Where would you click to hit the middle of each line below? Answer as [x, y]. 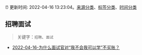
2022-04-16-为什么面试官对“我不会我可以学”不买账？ [66, 47]
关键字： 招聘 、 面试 [35, 37]
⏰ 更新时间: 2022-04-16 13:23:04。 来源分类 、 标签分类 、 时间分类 [71, 7]
